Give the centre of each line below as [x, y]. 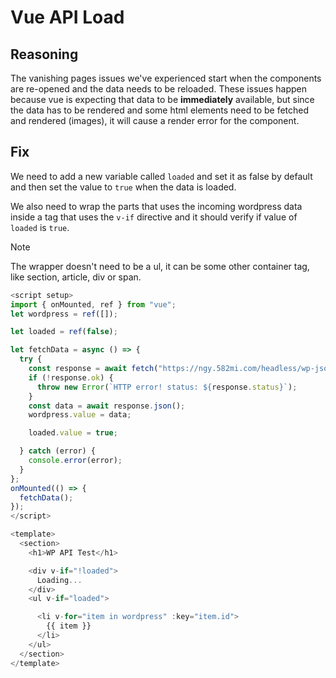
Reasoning [44, 54]
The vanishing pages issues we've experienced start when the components [166, 78]
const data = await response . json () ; [107, 406]
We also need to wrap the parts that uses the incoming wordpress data [156, 206]
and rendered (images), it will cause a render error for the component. [155, 120]
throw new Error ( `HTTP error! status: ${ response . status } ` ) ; [167, 387]
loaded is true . [40, 227]
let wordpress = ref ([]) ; [64, 314]
